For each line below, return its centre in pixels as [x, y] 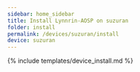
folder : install [31, 27]
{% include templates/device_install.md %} [70, 61]
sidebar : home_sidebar [41, 14]
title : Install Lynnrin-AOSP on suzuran [68, 21]
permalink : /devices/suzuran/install [63, 34]
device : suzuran [31, 41]
